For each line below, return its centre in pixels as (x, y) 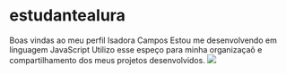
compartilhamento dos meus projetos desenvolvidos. (108, 60)
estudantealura (67, 16)
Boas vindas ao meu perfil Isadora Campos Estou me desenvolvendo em (143, 40)
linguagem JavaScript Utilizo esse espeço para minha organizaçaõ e (136, 49)
